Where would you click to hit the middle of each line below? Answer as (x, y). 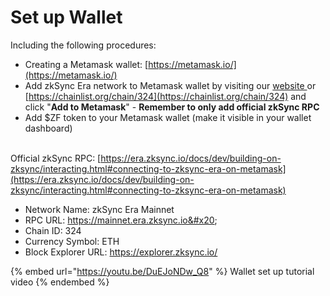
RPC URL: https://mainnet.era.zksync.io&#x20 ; (121, 220)
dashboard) (48, 128)
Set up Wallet (66, 17)
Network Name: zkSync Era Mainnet (99, 209)
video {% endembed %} (60, 282)
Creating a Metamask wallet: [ (86, 64)
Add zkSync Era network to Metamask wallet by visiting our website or (170, 85)
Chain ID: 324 (53, 230)
